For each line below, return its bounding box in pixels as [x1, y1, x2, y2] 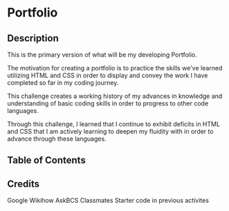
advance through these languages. [7, 134, 107, 143]
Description [7, 32, 59, 44]
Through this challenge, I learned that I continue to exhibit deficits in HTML [7, 120, 220, 128]
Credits [7, 178, 40, 190]
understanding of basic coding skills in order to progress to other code [7, 99, 209, 108]
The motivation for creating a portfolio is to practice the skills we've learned [7, 64, 223, 72]
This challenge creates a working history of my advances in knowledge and [7, 92, 223, 100]
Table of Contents [7, 154, 86, 166]
